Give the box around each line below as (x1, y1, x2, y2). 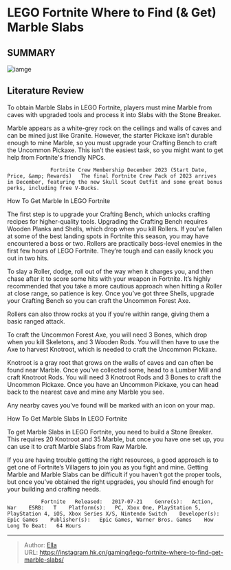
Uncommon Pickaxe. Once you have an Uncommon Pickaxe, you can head (7, 380, 219, 388)
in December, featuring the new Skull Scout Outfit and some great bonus (7, 178, 223, 185)
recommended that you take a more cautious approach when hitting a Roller (7, 282, 223, 290)
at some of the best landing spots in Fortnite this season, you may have (7, 232, 209, 240)
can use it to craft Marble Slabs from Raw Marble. (7, 442, 148, 450)
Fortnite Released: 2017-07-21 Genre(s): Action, (41, 498, 214, 505)
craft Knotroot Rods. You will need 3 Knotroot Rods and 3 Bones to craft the (7, 373, 221, 381)
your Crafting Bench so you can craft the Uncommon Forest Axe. (7, 296, 191, 304)
